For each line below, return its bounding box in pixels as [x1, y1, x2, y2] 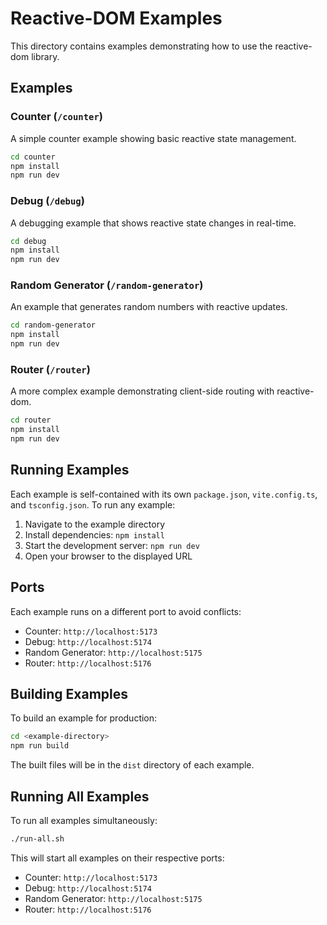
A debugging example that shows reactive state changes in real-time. [10, 217, 297, 229]
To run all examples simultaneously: [10, 815, 158, 827]
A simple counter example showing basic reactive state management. [10, 132, 297, 144]
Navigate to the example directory [24, 518, 166, 530]
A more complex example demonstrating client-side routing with [10, 385, 275, 397]
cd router [10, 415, 52, 426]
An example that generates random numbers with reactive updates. [10, 301, 288, 313]
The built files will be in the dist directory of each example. [10, 759, 255, 771]
